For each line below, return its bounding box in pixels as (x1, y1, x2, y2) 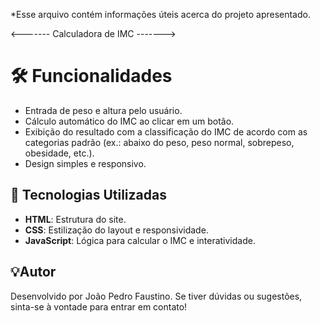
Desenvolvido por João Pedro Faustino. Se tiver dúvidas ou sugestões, (10, 290, 303, 302)
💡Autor (10, 264, 57, 281)
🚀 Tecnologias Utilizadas (10, 187, 167, 204)
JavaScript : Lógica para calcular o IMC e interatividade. (24, 234, 256, 246)
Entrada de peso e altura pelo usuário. (24, 104, 183, 116)
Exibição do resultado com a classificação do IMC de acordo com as (24, 125, 308, 138)
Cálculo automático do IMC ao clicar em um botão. (24, 115, 235, 127)
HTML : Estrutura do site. (24, 213, 127, 225)
